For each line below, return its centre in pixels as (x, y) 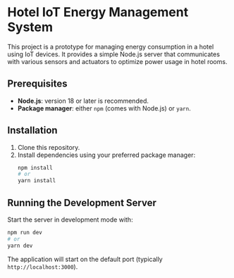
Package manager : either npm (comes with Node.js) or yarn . (104, 108)
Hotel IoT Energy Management (98, 12)
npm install (35, 168)
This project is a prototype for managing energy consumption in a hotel (111, 46)
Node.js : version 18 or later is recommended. (83, 101)
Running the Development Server (82, 202)
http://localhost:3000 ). (43, 266)
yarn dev (20, 246)
